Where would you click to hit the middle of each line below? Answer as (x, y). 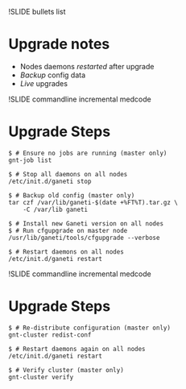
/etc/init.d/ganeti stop (50, 181)
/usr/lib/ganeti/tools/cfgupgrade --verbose (84, 238)
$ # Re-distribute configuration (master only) (90, 328)
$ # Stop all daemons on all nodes (68, 174)
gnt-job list (30, 160)
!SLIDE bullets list (37, 12)
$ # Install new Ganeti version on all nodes (86, 223)
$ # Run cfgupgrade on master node (68, 230)
